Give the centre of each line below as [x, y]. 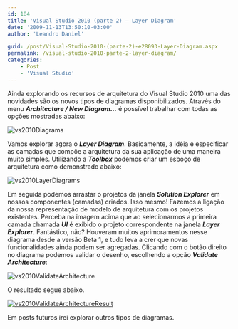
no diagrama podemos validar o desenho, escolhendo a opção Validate [113, 254]
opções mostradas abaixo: [46, 116]
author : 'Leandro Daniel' [46, 34]
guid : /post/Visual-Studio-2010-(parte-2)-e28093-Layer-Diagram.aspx [113, 47]
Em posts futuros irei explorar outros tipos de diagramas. [91, 317]
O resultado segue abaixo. [46, 290]
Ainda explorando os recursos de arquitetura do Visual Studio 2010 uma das [119, 93]
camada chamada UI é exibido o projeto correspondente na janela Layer [114, 224]
